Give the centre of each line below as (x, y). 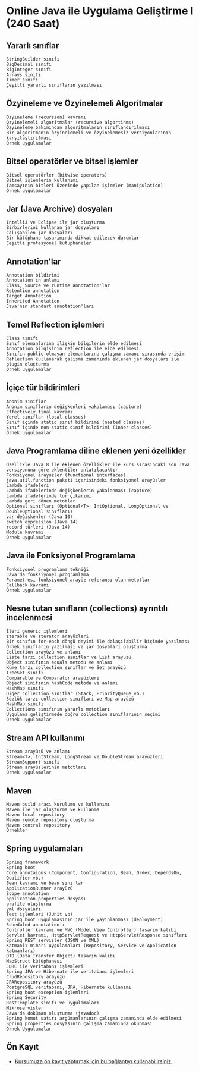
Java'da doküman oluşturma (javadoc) (53, 1013)
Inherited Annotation (33, 301)
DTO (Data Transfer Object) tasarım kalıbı (61, 956)
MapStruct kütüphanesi (34, 961)
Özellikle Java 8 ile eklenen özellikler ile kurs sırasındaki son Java (98, 464)
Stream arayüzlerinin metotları (46, 767)
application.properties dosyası (46, 899)
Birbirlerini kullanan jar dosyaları (53, 228)
